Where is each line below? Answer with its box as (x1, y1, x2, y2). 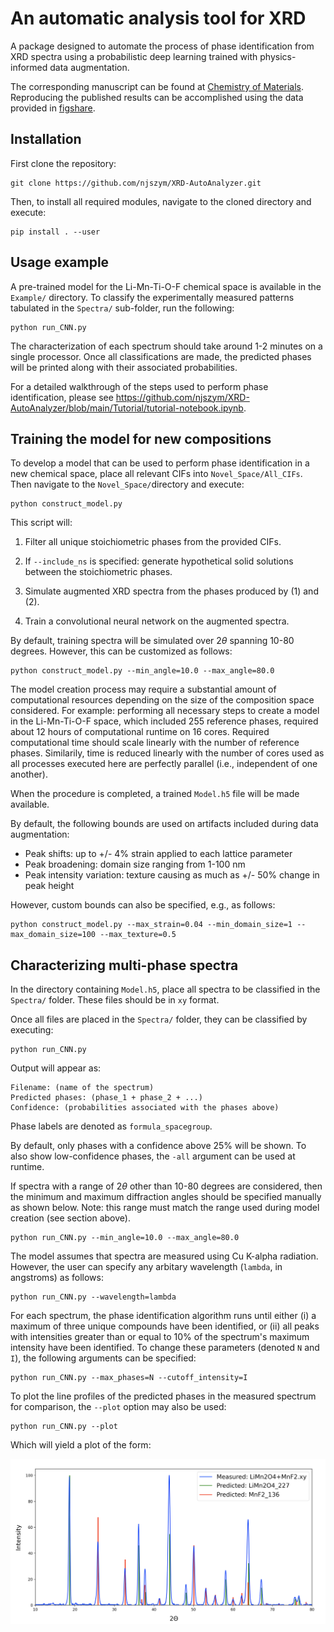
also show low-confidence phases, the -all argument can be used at (10, 1150, 296, 1162)
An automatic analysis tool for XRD (10, 7, 307, 30)
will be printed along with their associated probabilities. (10, 361, 238, 373)
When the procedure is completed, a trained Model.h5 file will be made (10, 788, 300, 800)
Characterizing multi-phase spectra (10, 957, 239, 974)
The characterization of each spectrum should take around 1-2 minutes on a (10, 340, 323, 352)
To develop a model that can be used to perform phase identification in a (10, 457, 310, 469)
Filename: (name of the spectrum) (10, 1083, 155, 1093)
